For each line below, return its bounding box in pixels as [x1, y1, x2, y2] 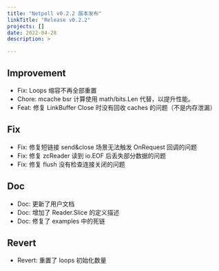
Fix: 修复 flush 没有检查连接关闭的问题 [17, 160, 125, 169]
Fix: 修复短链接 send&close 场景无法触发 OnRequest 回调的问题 [17, 142, 198, 151]
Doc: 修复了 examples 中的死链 [17, 217, 105, 225]
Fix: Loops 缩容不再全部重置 [17, 86, 97, 94]
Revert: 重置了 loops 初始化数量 [17, 256, 107, 265]
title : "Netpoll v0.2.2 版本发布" [7, 10, 102, 17]
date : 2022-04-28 [7, 29, 57, 36]
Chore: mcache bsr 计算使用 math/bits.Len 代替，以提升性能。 [17, 94, 194, 103]
